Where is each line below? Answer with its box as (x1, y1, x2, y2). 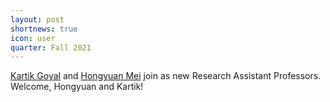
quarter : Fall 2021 (10, 42, 92, 53)
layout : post (10, 14, 65, 25)
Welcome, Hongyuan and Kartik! (10, 81, 144, 93)
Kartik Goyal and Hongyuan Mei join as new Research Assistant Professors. (10, 70, 322, 82)
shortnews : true (10, 24, 78, 34)
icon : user (10, 33, 56, 43)
